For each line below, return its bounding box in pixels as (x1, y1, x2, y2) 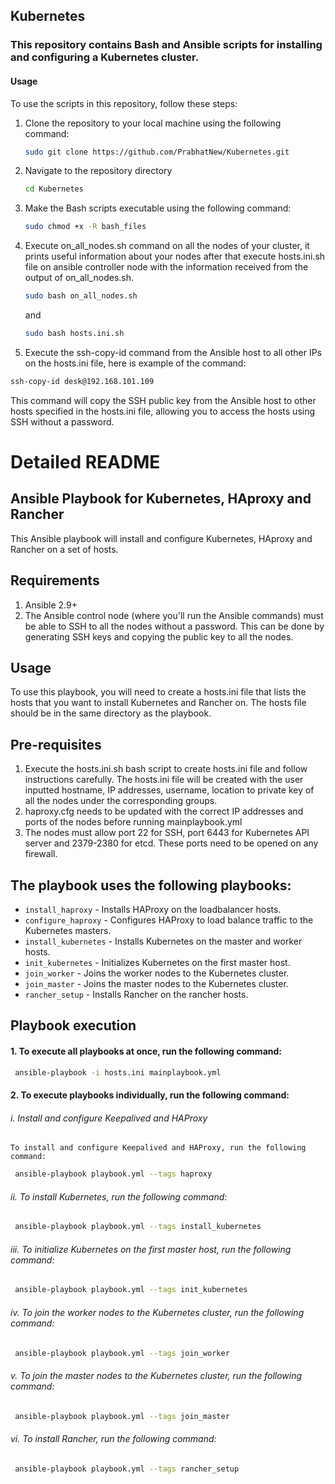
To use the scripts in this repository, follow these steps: (10, 97, 238, 109)
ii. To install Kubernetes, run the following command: (10, 1190, 228, 1203)
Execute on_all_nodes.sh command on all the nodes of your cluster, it (24, 240, 310, 252)
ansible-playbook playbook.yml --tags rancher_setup (14, 1464, 240, 1474)
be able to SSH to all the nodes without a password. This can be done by (24, 620, 325, 632)
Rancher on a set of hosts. (10, 543, 119, 555)
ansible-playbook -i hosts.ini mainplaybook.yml (14, 1067, 222, 1078)
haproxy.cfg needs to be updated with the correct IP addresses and (24, 805, 304, 818)
